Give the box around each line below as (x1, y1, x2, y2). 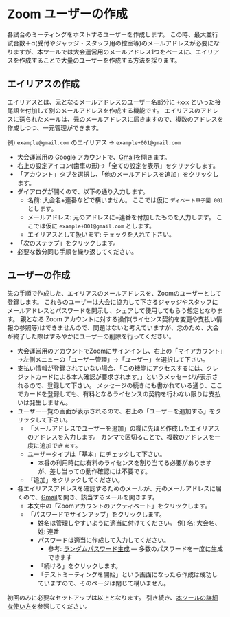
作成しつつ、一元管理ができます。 (7, 123, 103, 131)
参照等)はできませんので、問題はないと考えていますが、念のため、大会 (19, 323, 220, 332)
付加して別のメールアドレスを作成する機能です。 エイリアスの (25, 106, 201, 114)
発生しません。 (29, 398, 72, 407)
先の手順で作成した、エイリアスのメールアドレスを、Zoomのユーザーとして (7, 289, 222, 297)
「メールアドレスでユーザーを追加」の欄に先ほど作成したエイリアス (27, 424, 220, 432)
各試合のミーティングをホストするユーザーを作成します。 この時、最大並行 (7, 30, 218, 39)
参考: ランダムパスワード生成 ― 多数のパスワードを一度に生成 (47, 544, 224, 552)
